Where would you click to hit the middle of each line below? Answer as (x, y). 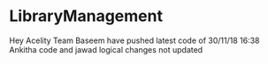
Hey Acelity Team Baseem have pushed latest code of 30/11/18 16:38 (134, 40)
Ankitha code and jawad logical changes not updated (106, 49)
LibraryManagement (86, 16)
